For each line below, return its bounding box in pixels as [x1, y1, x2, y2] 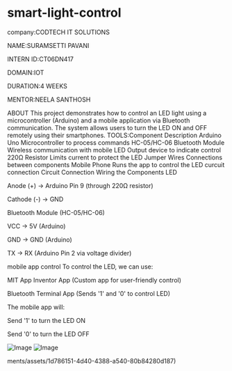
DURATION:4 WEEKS [7, 81, 67, 90]
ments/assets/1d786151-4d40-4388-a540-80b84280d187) [7, 356, 176, 365]
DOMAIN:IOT [7, 68, 44, 77]
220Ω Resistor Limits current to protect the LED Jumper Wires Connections [7, 153, 223, 161]
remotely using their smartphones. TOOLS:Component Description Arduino [7, 131, 222, 139]
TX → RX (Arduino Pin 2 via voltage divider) [7, 248, 132, 257]
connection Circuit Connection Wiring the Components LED [7, 168, 177, 176]
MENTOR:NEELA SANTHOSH [7, 95, 91, 104]
